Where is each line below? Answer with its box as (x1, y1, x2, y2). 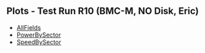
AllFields (16, 23, 41, 31)
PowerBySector (16, 31, 61, 39)
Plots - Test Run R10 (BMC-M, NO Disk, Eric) (6, 5, 199, 17)
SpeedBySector (16, 37, 61, 46)
